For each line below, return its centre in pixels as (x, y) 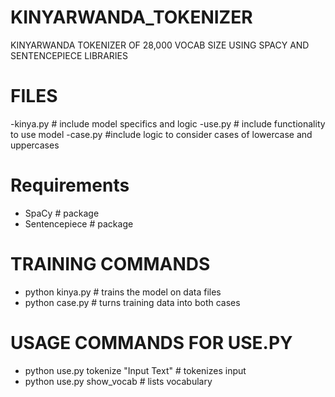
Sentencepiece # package (79, 223)
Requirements (70, 185)
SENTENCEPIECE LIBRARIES (69, 55)
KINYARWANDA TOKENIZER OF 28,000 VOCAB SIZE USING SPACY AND (160, 45)
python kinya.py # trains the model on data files (123, 292)
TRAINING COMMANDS (110, 264)
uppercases (35, 145)
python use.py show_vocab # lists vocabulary (118, 381)
